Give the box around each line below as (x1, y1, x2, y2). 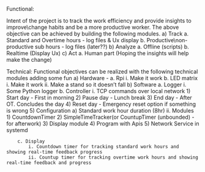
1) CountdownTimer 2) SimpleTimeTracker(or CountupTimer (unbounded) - (6, 113, 195, 121)
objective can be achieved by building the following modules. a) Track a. (6, 30, 189, 37)
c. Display (17, 138, 45, 144)
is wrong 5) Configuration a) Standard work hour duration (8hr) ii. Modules (6, 107, 194, 114)
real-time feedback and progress (6, 160, 92, 166)
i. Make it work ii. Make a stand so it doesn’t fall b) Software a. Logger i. (6, 81, 187, 88)
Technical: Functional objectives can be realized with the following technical (6, 68, 198, 75)
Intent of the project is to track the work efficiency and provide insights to (6, 17, 192, 24)
